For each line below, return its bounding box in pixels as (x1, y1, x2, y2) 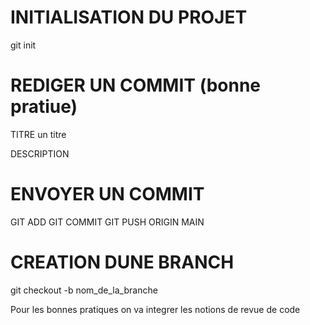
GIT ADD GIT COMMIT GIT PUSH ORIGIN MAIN (10, 216, 205, 228)
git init (10, 39, 37, 51)
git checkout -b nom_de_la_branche (10, 284, 158, 296)
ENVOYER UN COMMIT (10, 183, 205, 206)
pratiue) (10, 96, 78, 118)
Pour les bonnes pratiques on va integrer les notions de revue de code (10, 303, 301, 315)
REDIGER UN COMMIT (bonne (10, 74, 262, 97)
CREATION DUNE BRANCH (10, 251, 235, 273)
